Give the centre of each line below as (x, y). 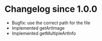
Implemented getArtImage (38, 28)
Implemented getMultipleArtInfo (44, 33)
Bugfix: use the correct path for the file (51, 23)
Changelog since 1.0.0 (51, 9)
